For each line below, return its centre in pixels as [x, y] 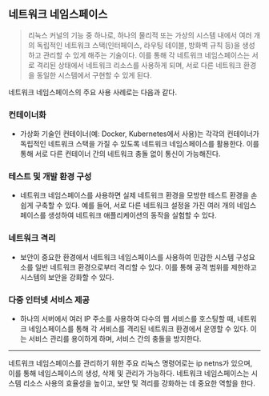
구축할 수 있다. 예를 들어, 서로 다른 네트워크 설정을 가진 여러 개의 [135, 206]
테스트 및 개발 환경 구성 [50, 177]
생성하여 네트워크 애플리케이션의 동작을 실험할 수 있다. [132, 215]
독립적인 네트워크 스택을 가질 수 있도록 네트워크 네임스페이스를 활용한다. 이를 [140, 144]
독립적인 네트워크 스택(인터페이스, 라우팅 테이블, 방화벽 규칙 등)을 [139, 45]
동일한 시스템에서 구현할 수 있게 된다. [94, 75]
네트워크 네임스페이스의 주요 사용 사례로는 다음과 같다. [93, 92]
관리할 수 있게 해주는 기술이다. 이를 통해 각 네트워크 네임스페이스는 [147, 55]
